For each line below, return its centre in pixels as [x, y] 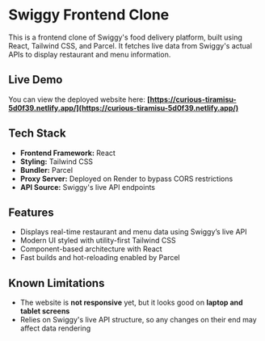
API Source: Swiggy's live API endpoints [88, 187]
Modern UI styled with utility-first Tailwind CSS [98, 241]
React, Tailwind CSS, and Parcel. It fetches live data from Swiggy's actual [130, 45]
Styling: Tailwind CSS [57, 161]
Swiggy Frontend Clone [89, 15]
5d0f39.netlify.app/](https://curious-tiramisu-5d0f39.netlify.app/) [124, 107]
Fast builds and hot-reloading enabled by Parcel [100, 258]
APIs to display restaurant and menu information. [90, 54]
